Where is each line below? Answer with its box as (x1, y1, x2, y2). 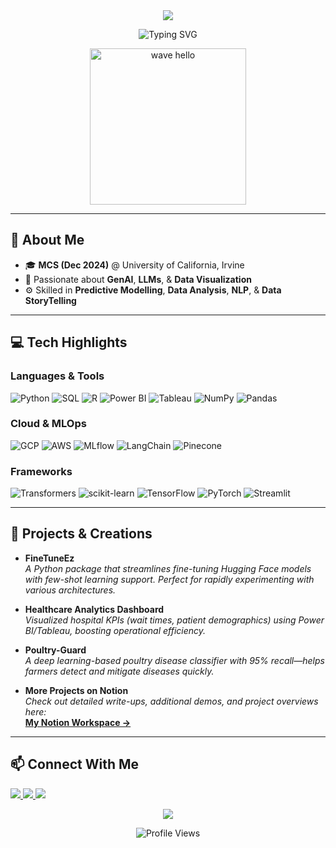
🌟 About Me (10, 232, 85, 249)
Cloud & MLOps (10, 417, 87, 431)
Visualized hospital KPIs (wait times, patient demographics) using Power (24, 614, 325, 626)
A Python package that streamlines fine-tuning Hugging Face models (24, 562, 312, 574)
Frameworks (10, 464, 73, 478)
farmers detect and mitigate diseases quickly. (24, 665, 215, 677)
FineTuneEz (24, 552, 75, 564)
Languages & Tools (10, 369, 105, 383)
